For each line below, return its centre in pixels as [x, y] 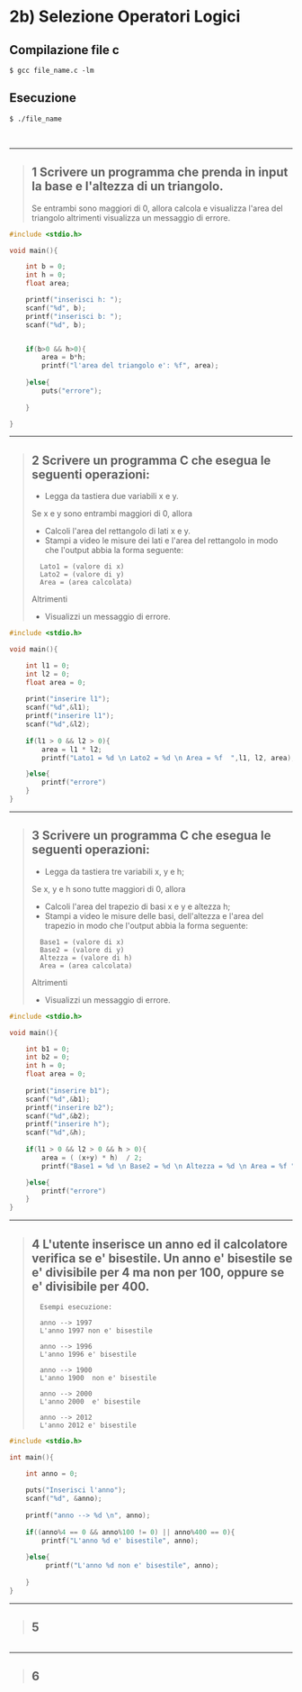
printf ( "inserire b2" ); [70, 1107]
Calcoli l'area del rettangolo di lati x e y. [118, 531]
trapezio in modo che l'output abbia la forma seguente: [147, 925]
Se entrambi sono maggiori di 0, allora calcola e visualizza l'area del [157, 208]
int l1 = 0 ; [48, 665]
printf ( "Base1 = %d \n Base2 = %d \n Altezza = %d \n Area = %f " [169, 1166]
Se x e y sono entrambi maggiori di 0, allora [112, 514]
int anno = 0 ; [52, 1474]
